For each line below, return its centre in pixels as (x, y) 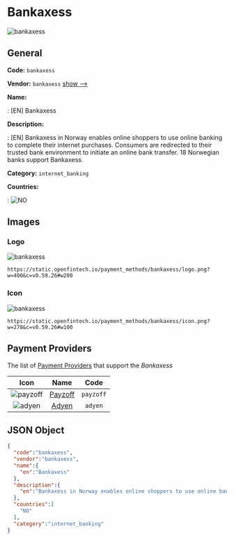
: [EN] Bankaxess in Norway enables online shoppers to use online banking (115, 137)
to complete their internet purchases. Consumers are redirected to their (110, 145)
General (25, 53)
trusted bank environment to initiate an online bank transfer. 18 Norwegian (113, 152)
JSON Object (36, 430)
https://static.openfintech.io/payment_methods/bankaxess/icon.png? (109, 321)
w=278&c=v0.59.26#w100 (40, 327)
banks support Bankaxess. (45, 159)
